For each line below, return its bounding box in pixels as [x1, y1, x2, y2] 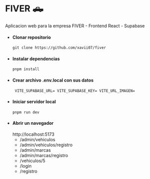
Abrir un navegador [12, 120, 54, 126]
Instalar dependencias [12, 56, 60, 62]
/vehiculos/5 [19, 158, 46, 164]
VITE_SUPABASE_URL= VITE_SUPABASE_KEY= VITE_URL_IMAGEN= [14, 88, 135, 93]
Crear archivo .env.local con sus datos [12, 77, 94, 83]
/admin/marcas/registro [19, 152, 69, 158]
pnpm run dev [12, 109, 40, 115]
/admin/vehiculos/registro [19, 142, 73, 148]
